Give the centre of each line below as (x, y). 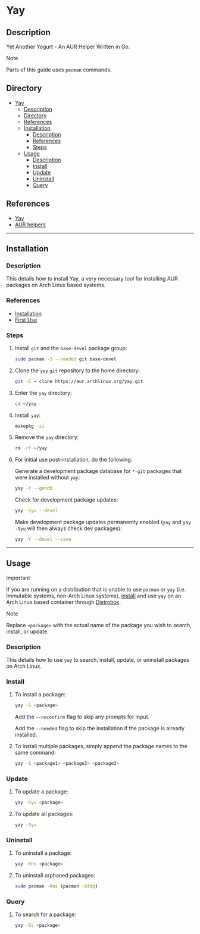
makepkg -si (29, 426)
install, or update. (27, 631)
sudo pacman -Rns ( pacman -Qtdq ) (56, 886)
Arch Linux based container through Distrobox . (63, 602)
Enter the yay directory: (43, 393)
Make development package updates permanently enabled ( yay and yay (103, 522)
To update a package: (41, 792)
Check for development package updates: (66, 500)
